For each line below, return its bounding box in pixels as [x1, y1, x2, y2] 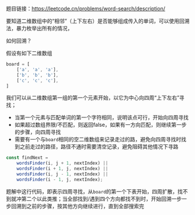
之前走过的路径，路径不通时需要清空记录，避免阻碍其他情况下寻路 [19, 143, 179, 150]
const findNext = [6, 155, 48, 161]
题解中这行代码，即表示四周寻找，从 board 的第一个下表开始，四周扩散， [6, 188, 178, 195]
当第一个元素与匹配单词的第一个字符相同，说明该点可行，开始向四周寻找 [14, 114, 189, 121]
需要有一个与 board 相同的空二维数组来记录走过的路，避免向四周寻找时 [14, 136, 182, 143]
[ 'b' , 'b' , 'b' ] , [16, 72, 59, 78]
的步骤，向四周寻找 [14, 129, 61, 136]
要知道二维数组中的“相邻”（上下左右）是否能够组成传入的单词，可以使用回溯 [6, 18, 190, 25]
